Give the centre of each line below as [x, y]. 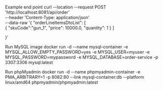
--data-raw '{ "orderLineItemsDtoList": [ [45, 22]
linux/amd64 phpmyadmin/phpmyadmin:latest [52, 82]
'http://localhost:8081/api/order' [37, 12]
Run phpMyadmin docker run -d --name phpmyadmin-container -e [73, 72]
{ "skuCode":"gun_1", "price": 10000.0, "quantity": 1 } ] [60, 28]
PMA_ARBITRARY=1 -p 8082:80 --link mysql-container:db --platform [75, 77]
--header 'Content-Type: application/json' [47, 17]
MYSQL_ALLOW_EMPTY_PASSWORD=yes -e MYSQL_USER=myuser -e [77, 52]
